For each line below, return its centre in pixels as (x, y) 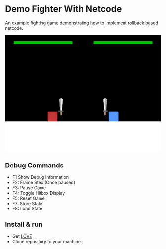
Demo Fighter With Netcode (63, 9)
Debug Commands (35, 165)
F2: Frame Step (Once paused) (44, 183)
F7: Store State (27, 204)
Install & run (24, 224)
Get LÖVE (22, 236)
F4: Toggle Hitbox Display (39, 193)
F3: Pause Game (29, 188)
